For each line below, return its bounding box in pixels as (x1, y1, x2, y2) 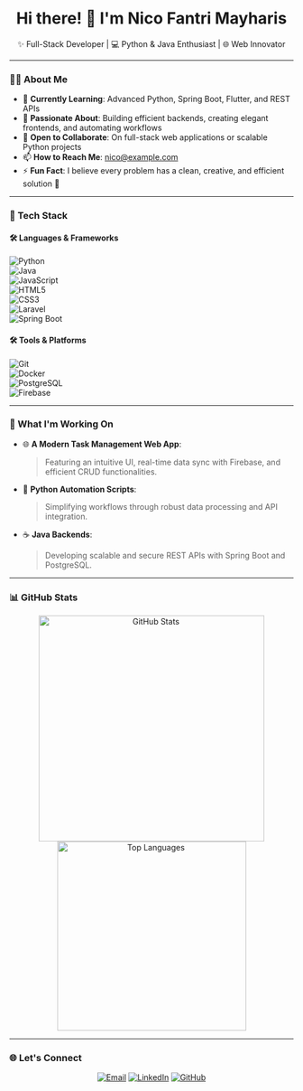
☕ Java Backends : (22, 529, 93, 540)
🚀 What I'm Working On (9, 418, 115, 430)
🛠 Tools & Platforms (9, 334, 87, 345)
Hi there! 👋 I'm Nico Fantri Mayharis (16, 8, 287, 29)
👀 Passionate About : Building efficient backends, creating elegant (22, 113, 269, 124)
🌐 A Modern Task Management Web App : (22, 438, 182, 449)
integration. (44, 511, 88, 522)
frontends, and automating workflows (22, 122, 162, 134)
